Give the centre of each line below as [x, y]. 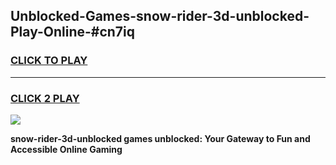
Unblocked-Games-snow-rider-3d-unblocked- [160, 16]
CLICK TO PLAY [49, 61]
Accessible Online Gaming [66, 149]
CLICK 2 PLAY [45, 98]
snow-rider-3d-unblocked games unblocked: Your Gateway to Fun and [160, 138]
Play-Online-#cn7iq [73, 32]
